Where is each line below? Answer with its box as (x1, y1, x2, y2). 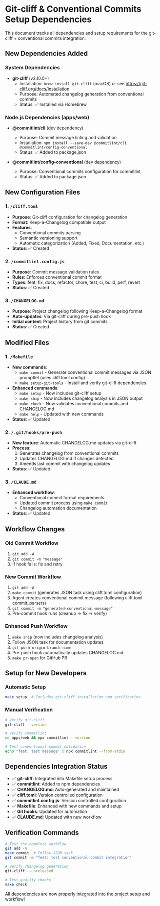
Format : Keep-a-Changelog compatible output (12, 219, 106, 225)
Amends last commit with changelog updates (19, 461, 111, 466)
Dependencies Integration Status (5, 762, 108, 771)
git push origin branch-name (12, 645, 72, 650)
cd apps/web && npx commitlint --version (5, 735, 91, 740)
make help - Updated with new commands (19, 411, 104, 417)
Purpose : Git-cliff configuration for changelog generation (12, 214, 128, 220)
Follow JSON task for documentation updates (12, 639, 104, 645)
